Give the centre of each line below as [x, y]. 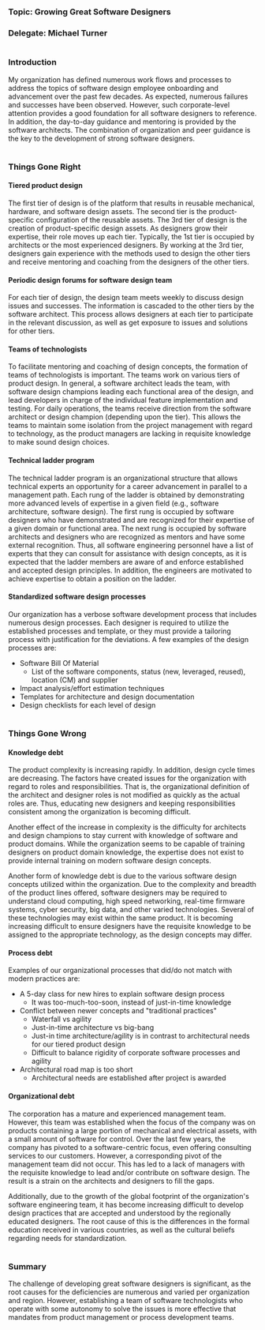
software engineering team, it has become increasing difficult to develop [126, 1204]
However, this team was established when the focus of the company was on [132, 1122]
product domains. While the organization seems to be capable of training [127, 844]
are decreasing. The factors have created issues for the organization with [127, 778]
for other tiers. [32, 331]
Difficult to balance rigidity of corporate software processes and [136, 1053]
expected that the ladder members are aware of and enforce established [126, 562]
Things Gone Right [45, 167]
